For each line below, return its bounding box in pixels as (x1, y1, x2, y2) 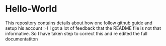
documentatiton (5, 36, 38, 42)
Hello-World (5, 3, 57, 15)
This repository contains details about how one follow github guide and (5, 20, 152, 26)
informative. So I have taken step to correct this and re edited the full (5, 30, 147, 36)
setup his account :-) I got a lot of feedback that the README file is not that (5, 25, 161, 31)
